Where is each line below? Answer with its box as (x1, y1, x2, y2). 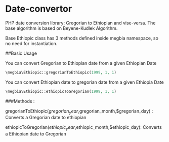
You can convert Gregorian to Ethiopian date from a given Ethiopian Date (5, 60, 157, 66)
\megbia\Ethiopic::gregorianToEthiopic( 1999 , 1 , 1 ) (5, 69, 116, 75)
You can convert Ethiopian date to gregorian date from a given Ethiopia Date (5, 79, 164, 85)
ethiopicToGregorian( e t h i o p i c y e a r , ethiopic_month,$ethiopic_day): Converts (5, 124, 162, 132)
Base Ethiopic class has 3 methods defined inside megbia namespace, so (5, 35, 158, 41)
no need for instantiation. (5, 40, 58, 46)
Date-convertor (5, 3, 72, 15)
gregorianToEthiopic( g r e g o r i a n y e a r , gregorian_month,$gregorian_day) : (5, 108, 153, 115)
